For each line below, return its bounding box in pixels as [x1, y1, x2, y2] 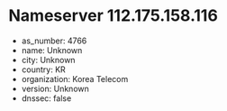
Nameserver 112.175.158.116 [8, 5, 218, 26]
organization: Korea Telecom [21, 73, 129, 84]
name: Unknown [21, 44, 83, 55]
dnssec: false [21, 92, 72, 104]
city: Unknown [21, 54, 76, 65]
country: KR [21, 64, 67, 75]
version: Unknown [21, 83, 89, 94]
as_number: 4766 [21, 35, 87, 46]
